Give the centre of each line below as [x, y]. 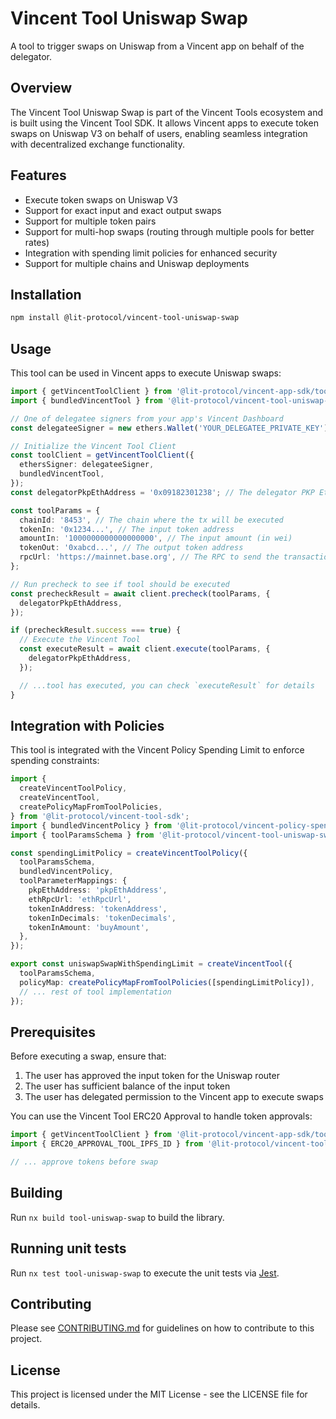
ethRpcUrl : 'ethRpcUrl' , [80, 899]
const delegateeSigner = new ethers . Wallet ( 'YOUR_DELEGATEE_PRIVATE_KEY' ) [169, 428]
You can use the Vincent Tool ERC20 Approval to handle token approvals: [161, 1116]
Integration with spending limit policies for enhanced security [151, 253]
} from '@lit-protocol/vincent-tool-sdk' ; [100, 816]
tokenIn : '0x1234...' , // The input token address [127, 529]
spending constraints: [55, 761]
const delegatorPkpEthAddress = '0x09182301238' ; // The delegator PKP [162, 492]
